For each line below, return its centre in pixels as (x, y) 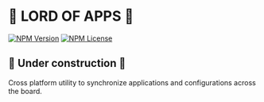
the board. (25, 91)
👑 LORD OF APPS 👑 (71, 16)
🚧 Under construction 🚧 (67, 63)
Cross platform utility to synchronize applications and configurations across (132, 82)
